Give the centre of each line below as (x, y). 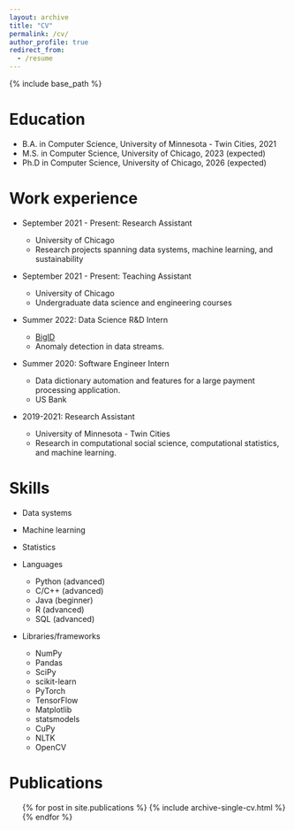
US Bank (51, 399)
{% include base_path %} (56, 84)
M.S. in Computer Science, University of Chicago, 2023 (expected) (144, 153)
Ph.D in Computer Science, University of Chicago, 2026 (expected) (144, 162)
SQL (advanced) (65, 619)
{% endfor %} (47, 817)
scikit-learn (56, 681)
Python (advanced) (70, 581)
